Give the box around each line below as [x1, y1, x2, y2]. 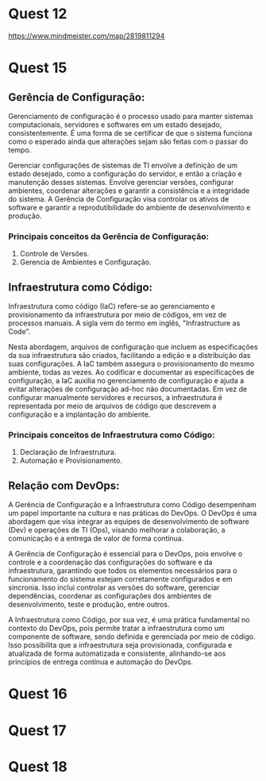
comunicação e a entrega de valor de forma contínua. [8, 533, 184, 544]
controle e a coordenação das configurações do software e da [8, 557, 213, 567]
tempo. [8, 144, 32, 155]
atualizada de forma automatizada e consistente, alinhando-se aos [8, 648, 226, 659]
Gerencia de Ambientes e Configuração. [19, 257, 152, 267]
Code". [8, 327, 31, 337]
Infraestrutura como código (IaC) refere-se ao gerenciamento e [8, 302, 216, 311]
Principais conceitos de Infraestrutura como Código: [8, 429, 216, 441]
